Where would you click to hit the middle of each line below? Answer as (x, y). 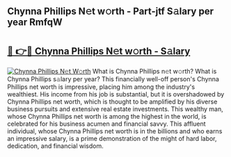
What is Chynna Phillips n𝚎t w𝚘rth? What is (155, 71)
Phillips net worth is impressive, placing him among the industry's (101, 87)
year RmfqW (35, 23)
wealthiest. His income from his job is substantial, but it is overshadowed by (116, 94)
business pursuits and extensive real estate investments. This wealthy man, (115, 109)
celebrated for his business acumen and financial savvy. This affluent (107, 124)
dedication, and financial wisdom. (55, 146)
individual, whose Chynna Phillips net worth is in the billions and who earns (115, 131)
